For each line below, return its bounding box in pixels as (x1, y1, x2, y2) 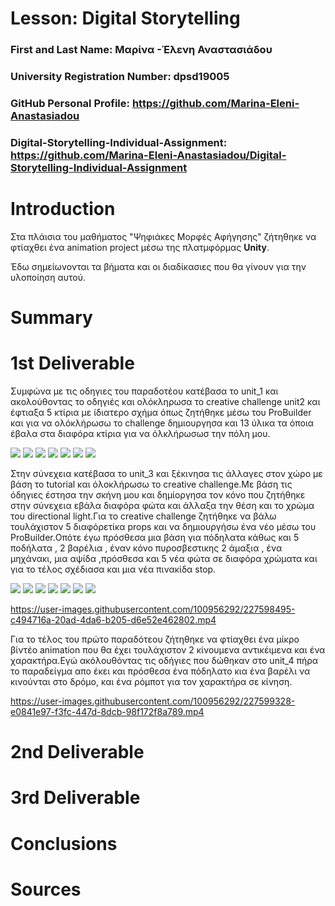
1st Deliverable (10, 352, 135, 375)
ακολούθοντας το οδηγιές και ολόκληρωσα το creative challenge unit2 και (10, 395, 321, 407)
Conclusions (10, 832, 118, 855)
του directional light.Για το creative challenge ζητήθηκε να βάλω (10, 510, 277, 522)
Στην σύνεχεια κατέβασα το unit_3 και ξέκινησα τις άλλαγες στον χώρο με (10, 467, 323, 479)
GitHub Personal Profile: (10, 96, 131, 110)
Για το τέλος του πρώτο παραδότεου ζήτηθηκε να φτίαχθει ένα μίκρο (10, 633, 300, 645)
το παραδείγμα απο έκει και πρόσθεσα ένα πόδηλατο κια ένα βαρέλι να (10, 665, 311, 677)
